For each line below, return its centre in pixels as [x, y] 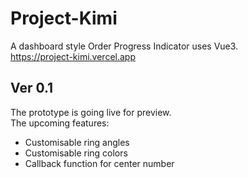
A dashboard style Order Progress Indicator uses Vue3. [124, 46]
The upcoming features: [60, 123]
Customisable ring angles [77, 142]
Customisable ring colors [76, 153]
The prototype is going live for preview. [91, 112]
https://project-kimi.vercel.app [73, 56]
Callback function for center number [99, 163]
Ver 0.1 [32, 88]
